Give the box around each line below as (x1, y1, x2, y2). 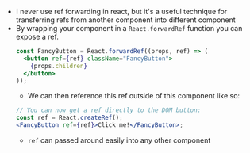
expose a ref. (15, 32, 60, 41)
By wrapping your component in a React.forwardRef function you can (15, 24, 243, 33)
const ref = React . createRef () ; (15, 114, 123, 122)
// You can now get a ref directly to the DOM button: (15, 106, 202, 114)
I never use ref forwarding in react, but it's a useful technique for (15, 7, 228, 16)
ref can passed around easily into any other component (27, 136, 211, 145)
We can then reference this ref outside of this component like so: (27, 91, 240, 101)
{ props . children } (30, 62, 88, 70)
